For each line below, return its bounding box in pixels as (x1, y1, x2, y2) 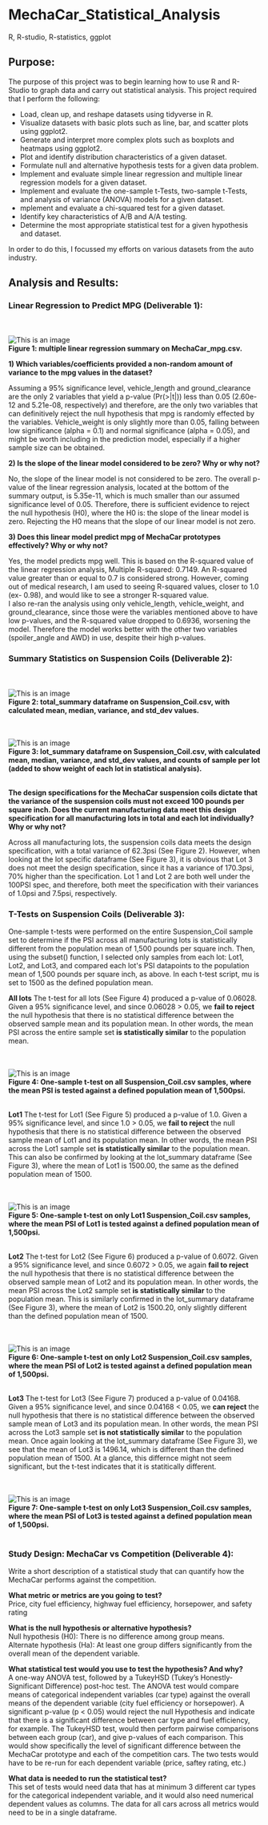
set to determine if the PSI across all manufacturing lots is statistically (8, 935, 238, 945)
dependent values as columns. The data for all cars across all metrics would (8, 1799, 259, 1809)
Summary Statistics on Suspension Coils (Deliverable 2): (8, 653, 234, 664)
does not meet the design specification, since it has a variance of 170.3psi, (8, 862, 254, 872)
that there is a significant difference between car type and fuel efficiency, (8, 1715, 250, 1726)
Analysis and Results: (8, 276, 119, 290)
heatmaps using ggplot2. (19, 143, 102, 153)
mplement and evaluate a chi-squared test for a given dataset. (19, 203, 226, 213)
